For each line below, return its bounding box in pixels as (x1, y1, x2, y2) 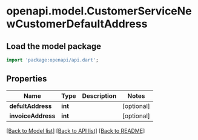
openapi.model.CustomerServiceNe (6, 4, 192, 18)
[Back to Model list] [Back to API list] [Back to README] (6, 127, 145, 134)
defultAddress (9, 101, 52, 110)
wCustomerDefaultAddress (6, 17, 148, 31)
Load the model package (6, 41, 102, 51)
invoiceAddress (9, 112, 56, 120)
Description (82, 92, 117, 100)
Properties (6, 74, 47, 84)
